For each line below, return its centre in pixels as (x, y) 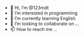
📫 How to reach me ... (34, 29)
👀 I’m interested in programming (44, 13)
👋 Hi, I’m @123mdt (30, 8)
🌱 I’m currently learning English (43, 18)
